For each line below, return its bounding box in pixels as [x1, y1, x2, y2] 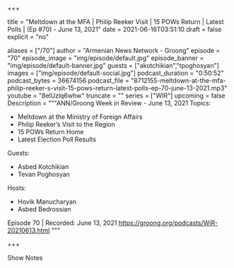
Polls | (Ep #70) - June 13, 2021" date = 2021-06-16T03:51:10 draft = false [7, 25, 222, 33]
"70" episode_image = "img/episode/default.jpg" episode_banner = [7, 54, 204, 62]
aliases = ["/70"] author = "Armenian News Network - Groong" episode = [7, 47, 221, 54]
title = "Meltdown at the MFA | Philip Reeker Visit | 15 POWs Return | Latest [7, 18, 224, 25]
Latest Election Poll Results [17, 135, 97, 144]
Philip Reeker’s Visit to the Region [17, 120, 115, 128]
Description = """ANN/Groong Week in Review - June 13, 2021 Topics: [7, 99, 211, 107]
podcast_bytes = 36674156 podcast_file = [7, 76, 129, 85]
